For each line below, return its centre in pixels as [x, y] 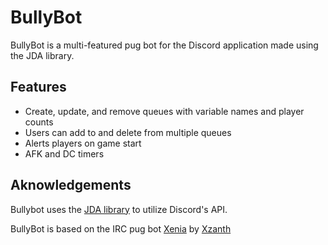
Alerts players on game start [83, 143]
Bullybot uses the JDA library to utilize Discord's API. [119, 209]
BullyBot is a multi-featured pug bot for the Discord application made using [164, 45]
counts [39, 122]
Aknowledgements [71, 185]
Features [38, 87]
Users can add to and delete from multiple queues [128, 132]
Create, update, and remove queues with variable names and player [164, 111]
